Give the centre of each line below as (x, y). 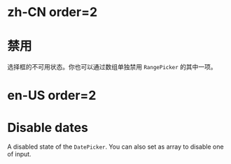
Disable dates (48, 127)
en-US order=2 (52, 96)
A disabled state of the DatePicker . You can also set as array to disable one (115, 147)
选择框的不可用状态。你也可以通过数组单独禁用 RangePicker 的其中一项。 (112, 67)
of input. (19, 154)
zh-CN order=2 (52, 12)
